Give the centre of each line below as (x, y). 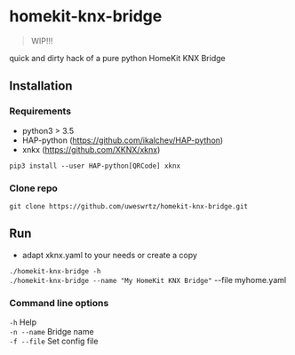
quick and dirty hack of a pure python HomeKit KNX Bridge (117, 58)
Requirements (40, 111)
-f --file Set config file (54, 341)
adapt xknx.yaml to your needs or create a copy (110, 255)
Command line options (59, 303)
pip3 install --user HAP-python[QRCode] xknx (95, 166)
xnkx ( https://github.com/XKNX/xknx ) (91, 149)
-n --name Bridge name (52, 332)
